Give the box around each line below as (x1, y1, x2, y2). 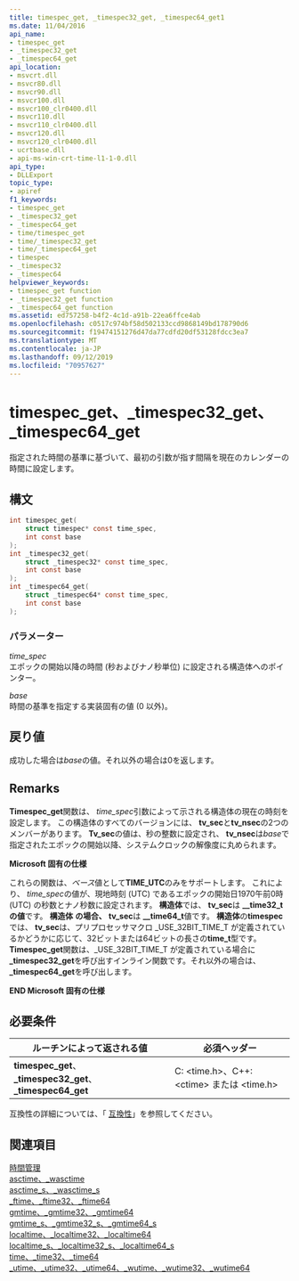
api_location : (9, 63, 62, 72)
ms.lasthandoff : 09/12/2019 (9, 353, 114, 362)
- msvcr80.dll (9, 79, 62, 88)
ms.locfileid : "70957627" (9, 361, 105, 370)
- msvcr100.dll (9, 95, 66, 105)
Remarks (9, 781, 61, 796)
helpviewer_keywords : (9, 278, 90, 287)
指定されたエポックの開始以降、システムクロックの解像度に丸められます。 (9, 839, 282, 850)
